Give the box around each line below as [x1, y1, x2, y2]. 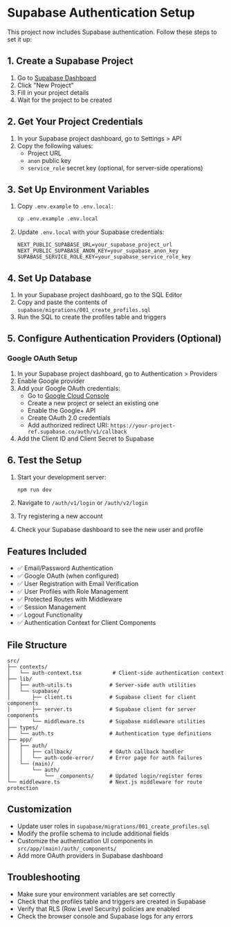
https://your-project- [110, 422, 176, 429]
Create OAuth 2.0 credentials [27, 414, 111, 422]
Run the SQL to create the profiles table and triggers [17, 313, 167, 321]
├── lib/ [7, 676, 33, 683]
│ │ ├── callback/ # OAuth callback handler [7, 748, 185, 756]
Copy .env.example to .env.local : [17, 202, 113, 211]
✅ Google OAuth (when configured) [17, 572, 120, 580]
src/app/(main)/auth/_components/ [17, 845, 117, 852]
